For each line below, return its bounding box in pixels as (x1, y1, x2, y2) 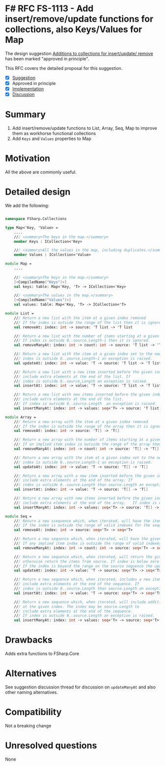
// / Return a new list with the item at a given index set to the (14, 352, 153, 357)
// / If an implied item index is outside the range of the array (14, 442, 151, 447)
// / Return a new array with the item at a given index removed (14, 419, 148, 424)
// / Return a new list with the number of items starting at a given (14, 334, 160, 339)
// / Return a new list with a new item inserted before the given (14, 369, 153, 374)
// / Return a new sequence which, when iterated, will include (14, 599, 146, 604)
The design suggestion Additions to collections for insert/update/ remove (5, 50, 153, 57)
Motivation (5, 153, 51, 164)
